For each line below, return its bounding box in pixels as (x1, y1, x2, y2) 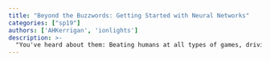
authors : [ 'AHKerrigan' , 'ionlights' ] (8, 26, 138, 34)
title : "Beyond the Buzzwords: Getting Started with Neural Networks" (8, 11, 250, 20)
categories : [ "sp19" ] (8, 19, 81, 27)
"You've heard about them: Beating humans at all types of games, (15, 41, 243, 49)
